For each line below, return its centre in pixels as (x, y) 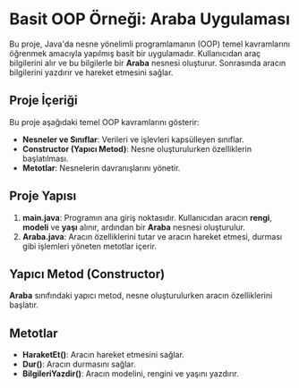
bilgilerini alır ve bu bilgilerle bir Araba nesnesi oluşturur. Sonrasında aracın (148, 63)
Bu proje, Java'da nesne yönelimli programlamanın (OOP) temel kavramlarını (150, 44)
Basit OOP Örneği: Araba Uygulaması (150, 19)
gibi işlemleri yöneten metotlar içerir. (89, 246)
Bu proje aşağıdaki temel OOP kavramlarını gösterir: (104, 122)
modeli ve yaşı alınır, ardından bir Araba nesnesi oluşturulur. (134, 227)
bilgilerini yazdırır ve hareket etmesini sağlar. (91, 72)
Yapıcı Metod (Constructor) (87, 274)
